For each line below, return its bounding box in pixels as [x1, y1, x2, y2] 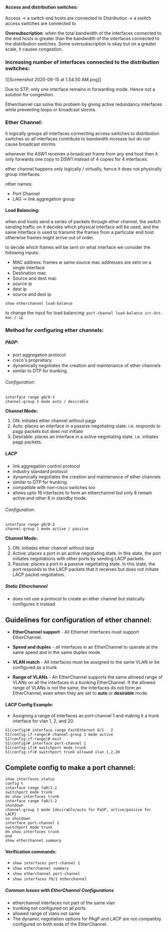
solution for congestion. [5, 91, 54, 97]
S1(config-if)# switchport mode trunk [5, 745, 86, 750]
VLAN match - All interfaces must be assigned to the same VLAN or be [12, 659, 160, 665]
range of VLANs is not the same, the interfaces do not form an [12, 685, 141, 691]
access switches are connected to [5, 21, 76, 27]
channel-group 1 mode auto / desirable [5, 399, 89, 404]
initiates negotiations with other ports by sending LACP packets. [12, 556, 145, 562]
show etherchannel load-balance [5, 301, 73, 306]
